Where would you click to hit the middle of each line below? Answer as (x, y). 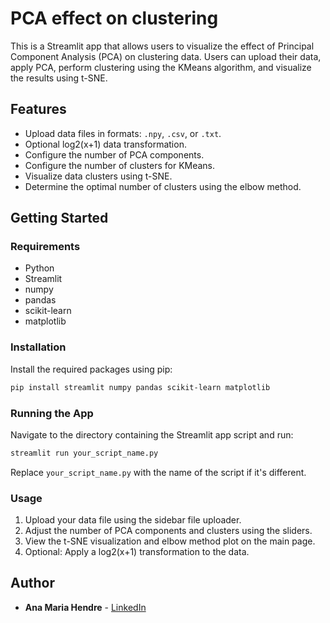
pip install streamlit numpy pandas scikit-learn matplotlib (140, 387)
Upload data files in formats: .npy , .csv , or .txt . (123, 133)
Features (38, 109)
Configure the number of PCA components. (114, 154)
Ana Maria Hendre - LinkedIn (85, 607)
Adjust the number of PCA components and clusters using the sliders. (168, 531)
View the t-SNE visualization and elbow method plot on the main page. (170, 541)
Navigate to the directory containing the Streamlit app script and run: (152, 434)
